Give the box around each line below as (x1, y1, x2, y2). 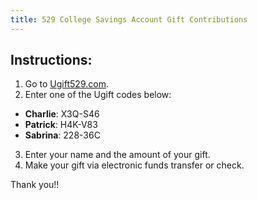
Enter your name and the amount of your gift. (24, 149, 211, 161)
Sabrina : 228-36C (24, 129, 101, 141)
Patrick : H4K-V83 (24, 119, 98, 131)
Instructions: (10, 52, 93, 69)
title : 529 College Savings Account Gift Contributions (10, 14, 248, 25)
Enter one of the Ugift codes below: (24, 89, 172, 101)
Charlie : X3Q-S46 (24, 108, 100, 120)
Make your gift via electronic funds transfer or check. (24, 159, 245, 171)
